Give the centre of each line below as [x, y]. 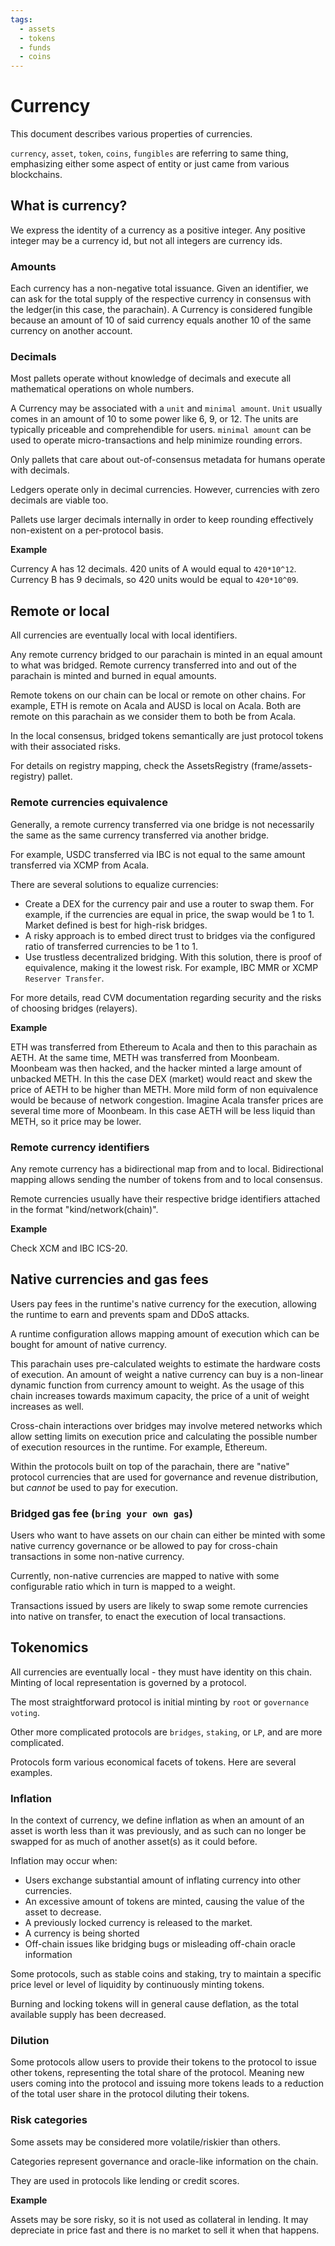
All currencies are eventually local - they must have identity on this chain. [161, 1672]
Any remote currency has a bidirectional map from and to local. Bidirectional [167, 1168]
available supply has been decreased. [88, 2015]
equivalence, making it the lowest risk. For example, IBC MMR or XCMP [171, 967]
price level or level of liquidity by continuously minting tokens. [137, 1985]
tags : [21, 19]
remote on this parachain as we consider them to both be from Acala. [153, 717]
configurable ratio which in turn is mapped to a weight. [123, 1586]
